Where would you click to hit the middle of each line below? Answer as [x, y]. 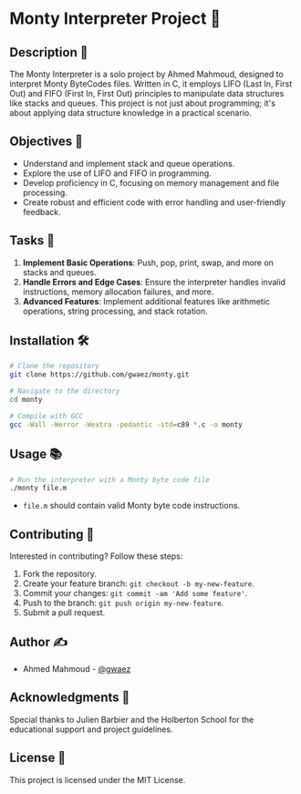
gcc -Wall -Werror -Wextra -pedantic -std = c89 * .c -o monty [126, 424]
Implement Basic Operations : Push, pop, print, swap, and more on [148, 263]
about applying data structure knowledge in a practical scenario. [131, 113]
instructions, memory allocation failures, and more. [118, 292]
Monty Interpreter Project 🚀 [115, 19]
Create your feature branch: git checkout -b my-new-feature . [139, 583]
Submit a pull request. [64, 613]
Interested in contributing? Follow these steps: [96, 556]
